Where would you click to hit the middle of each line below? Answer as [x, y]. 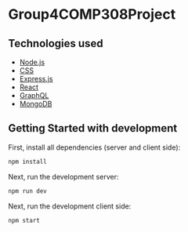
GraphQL [34, 95]
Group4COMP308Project [92, 14]
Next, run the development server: [63, 176]
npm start [24, 220]
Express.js [36, 79]
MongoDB [36, 104]
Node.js [32, 62]
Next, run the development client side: [70, 206]
